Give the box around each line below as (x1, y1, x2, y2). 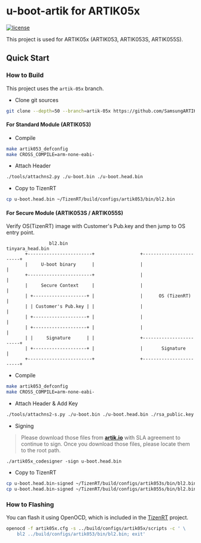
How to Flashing (6, 500, 54, 508)
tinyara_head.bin (6, 246, 50, 252)
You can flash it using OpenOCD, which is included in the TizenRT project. (6, 514, 188, 521)
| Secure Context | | (25, 283, 144, 289)
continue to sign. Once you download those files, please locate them (20, 440, 190, 448)
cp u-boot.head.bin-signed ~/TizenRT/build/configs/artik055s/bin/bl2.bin (6, 486, 197, 492)
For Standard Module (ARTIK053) (6, 121, 92, 128)
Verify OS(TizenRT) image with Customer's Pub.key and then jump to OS (6, 223, 185, 230)
